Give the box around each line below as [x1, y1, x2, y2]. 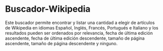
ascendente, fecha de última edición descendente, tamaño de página [5, 35, 145, 41]
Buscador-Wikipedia [5, 3, 91, 15]
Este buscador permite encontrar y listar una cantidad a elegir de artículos [5, 20, 155, 25]
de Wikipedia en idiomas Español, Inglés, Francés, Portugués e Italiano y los [5, 25, 159, 30]
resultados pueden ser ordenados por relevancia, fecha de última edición [5, 30, 153, 36]
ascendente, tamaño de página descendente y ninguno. [5, 40, 118, 46]
